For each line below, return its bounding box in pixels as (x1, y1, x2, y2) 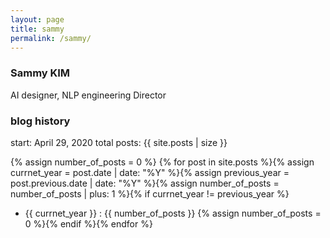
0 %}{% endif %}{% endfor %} (24, 217, 153, 230)
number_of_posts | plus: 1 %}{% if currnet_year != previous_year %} (10, 187, 290, 200)
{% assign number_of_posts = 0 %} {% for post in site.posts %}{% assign (10, 156, 315, 168)
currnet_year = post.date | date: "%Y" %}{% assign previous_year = (10, 166, 290, 178)
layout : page (10, 14, 65, 25)
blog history (10, 114, 71, 128)
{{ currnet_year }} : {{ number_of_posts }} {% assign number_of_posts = (24, 207, 322, 219)
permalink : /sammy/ (10, 33, 92, 43)
